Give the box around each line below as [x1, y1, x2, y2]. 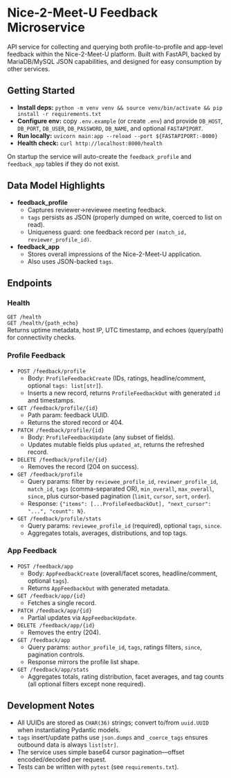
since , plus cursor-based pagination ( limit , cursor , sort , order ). [27, 491, 211, 500]
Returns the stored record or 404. [27, 418, 124, 426]
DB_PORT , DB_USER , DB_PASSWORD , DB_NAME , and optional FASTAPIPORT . [17, 124, 204, 133]
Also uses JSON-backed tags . [27, 257, 114, 265]
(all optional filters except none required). [27, 679, 146, 688]
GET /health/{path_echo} [7, 320, 79, 327]
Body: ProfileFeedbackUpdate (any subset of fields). [27, 432, 175, 441]
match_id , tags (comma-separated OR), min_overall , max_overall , [27, 484, 214, 493]
